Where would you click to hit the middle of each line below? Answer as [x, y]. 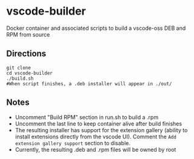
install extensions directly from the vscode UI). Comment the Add [96, 136]
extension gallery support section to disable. [72, 143]
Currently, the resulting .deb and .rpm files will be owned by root [95, 149]
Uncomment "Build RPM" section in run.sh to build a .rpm [87, 117]
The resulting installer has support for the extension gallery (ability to [101, 130]
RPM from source [28, 34]
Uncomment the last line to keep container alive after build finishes [99, 124]
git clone [19, 68]
